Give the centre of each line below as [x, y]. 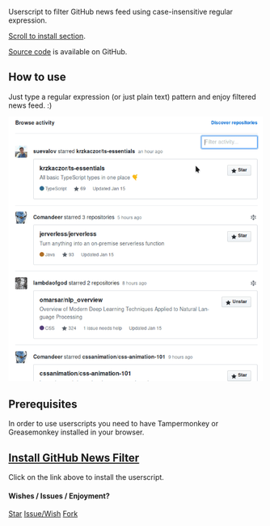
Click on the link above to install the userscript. [86, 477]
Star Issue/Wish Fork [43, 514]
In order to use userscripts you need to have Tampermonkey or [114, 424]
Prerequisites [43, 404]
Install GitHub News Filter [74, 458]
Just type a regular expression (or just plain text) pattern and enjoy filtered [132, 96]
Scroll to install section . [47, 36]
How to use [37, 77]
